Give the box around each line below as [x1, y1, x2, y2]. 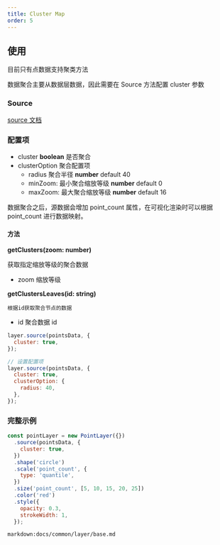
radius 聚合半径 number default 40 [28, 170, 131, 178]
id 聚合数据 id [17, 318, 57, 326]
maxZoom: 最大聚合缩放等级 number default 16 [28, 187, 167, 196]
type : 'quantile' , [20, 472, 75, 479]
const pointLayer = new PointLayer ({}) [7, 432, 126, 440]
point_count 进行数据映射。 [7, 211, 87, 220]
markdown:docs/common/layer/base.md [7, 531, 116, 538]
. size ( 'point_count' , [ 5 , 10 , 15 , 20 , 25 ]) [13, 485, 145, 492]
